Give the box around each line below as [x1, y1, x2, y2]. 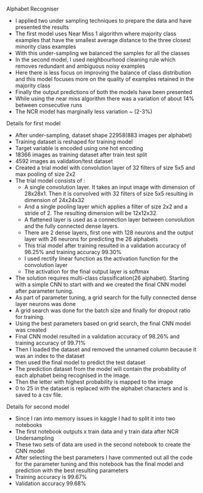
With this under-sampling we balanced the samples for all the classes [15, 49, 190, 57]
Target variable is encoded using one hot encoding [15, 145, 143, 152]
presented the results [15, 24, 69, 31]
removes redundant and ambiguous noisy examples [15, 62, 145, 70]
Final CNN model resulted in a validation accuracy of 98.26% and [15, 333, 180, 340]
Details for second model [6, 403, 69, 410]
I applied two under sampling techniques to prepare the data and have [15, 17, 192, 24]
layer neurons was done [15, 301, 76, 307]
